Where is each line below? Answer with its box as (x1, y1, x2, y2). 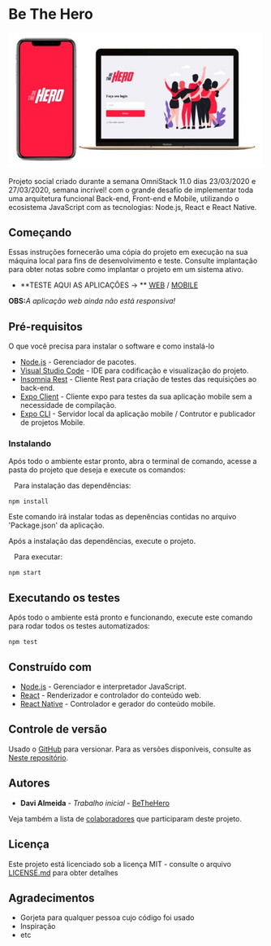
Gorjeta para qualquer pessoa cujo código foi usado (19, 913, 195, 922)
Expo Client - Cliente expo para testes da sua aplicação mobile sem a (19, 392, 253, 401)
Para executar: (14, 552, 63, 562)
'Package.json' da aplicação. (8, 520, 105, 530)
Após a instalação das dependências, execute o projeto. (8, 537, 196, 546)
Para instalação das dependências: (14, 481, 131, 491)
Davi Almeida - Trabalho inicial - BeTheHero (19, 798, 170, 808)
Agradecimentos (8, 891, 95, 904)
